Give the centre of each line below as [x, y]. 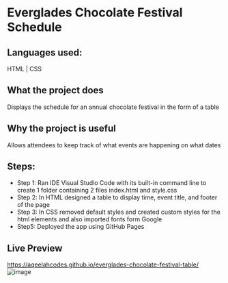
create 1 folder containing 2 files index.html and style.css [97, 190]
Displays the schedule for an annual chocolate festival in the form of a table [113, 107]
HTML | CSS [25, 69]
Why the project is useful [61, 128]
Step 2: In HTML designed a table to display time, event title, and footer [117, 197]
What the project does [55, 90]
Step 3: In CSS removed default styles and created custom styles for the [118, 212]
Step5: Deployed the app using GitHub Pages [81, 227]
